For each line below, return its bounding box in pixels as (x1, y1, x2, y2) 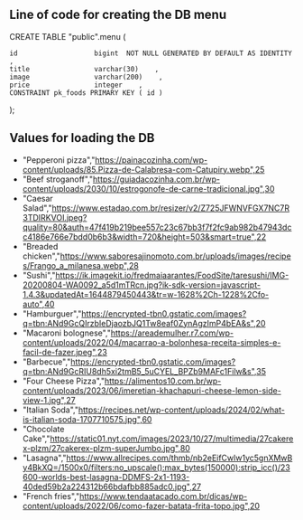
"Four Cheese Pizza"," (22, 375, 106, 386)
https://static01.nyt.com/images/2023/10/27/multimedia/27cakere (50, 433, 294, 444)
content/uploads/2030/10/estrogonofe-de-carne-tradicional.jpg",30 (22, 183, 275, 194)
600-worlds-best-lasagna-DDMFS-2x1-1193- (22, 471, 190, 482)
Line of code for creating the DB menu (9, 7, 227, 23)
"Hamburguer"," (22, 307, 82, 319)
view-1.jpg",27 (22, 394, 77, 405)
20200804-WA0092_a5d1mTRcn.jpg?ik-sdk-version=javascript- (22, 279, 262, 290)
